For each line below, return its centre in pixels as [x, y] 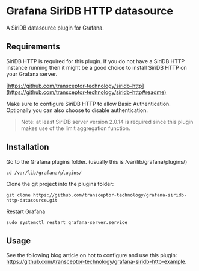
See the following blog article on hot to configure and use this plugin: [92, 255]
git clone [19, 195]
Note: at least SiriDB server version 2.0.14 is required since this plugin [107, 122]
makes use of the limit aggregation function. [75, 128]
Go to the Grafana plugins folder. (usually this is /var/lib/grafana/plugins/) [97, 161]
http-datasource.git [32, 200]
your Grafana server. [32, 74]
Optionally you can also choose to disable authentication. [77, 110]
